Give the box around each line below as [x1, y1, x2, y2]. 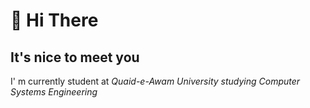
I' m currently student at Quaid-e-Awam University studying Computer [10, 75, 301, 87]
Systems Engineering [10, 86, 98, 98]
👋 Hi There [10, 9, 99, 32]
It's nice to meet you [10, 49, 140, 66]
